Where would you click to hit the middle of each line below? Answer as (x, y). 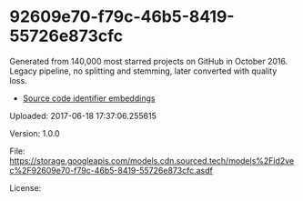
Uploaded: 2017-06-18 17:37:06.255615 (83, 116)
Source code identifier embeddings (89, 98)
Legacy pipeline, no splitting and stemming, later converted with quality (143, 71)
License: (25, 187)
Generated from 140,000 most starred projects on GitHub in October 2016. (149, 61)
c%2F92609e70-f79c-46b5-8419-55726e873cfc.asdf (111, 170)
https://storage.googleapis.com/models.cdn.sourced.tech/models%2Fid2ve (152, 160)
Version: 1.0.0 (35, 133)
